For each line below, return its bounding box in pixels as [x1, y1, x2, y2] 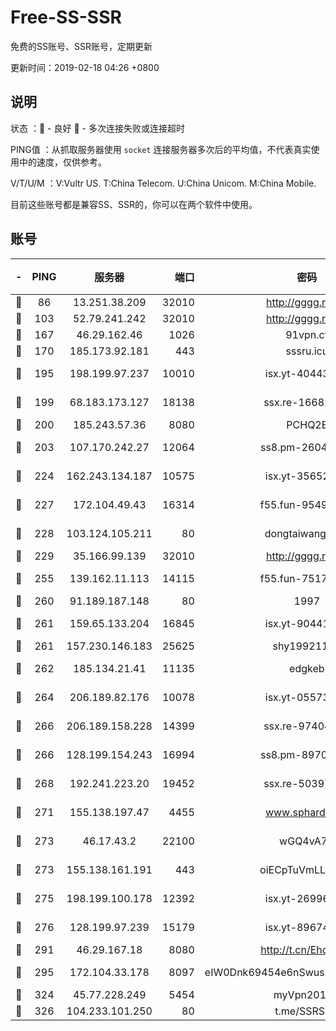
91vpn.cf [285, 327, 329, 341]
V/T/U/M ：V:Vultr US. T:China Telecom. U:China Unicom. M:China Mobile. [10, 177, 317, 189]
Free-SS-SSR [10, 6, 122, 29]
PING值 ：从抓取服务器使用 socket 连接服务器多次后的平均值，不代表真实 [10, 143, 312, 155]
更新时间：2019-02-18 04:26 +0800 [10, 61, 160, 73]
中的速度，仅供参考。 [18, 156, 107, 168]
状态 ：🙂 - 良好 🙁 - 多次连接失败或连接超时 [10, 122, 185, 134]
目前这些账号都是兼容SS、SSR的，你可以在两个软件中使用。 [10, 198, 258, 210]
